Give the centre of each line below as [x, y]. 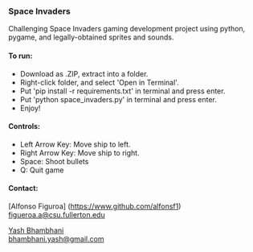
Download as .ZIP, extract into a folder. [84, 73]
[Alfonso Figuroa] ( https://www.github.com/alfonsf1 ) [95, 206]
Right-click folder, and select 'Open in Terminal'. [99, 82]
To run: [20, 56]
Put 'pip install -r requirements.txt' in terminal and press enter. [122, 91]
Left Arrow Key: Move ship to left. [75, 144]
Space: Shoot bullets [54, 161]
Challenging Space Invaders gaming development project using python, [127, 29]
